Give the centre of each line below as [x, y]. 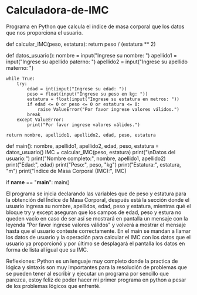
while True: [21, 79]
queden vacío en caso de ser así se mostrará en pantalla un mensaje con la [97, 218]
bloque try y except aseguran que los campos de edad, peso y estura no [94, 212]
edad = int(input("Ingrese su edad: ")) [77, 89]
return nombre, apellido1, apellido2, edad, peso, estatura [81, 135]
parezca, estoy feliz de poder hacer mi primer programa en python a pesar [96, 280]
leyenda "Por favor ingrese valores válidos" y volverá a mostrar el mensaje [96, 225]
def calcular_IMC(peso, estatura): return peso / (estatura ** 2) [81, 44]
